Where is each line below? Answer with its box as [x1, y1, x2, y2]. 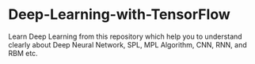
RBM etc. [8, 48, 38, 58]
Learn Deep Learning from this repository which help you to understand [8, 32, 243, 41]
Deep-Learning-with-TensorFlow [8, 6, 231, 24]
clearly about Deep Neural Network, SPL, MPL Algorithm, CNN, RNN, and [8, 40, 247, 49]
